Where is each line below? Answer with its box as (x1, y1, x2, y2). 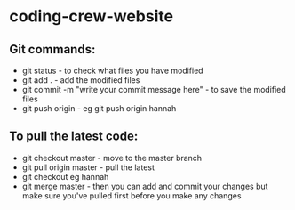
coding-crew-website (9, 6, 174, 27)
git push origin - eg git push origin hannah (21, 103, 177, 113)
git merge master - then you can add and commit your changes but (21, 181, 268, 191)
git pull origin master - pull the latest (21, 162, 155, 173)
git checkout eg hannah (21, 171, 109, 182)
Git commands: (9, 42, 96, 57)
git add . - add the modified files (21, 75, 140, 85)
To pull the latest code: (9, 129, 139, 144)
